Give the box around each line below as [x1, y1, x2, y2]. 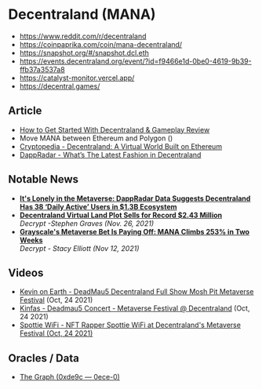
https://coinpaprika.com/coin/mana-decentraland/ [19, 39, 183, 49]
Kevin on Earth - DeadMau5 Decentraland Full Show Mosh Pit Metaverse [19, 287, 254, 296]
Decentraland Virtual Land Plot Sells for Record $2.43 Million [19, 210, 222, 220]
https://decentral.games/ [19, 81, 100, 91]
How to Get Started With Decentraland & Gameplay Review [19, 125, 210, 134]
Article [8, 104, 42, 118]
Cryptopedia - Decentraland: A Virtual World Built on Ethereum [19, 141, 222, 151]
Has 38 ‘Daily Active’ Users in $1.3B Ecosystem [19, 202, 178, 211]
